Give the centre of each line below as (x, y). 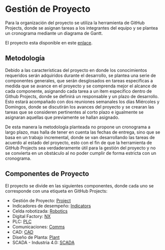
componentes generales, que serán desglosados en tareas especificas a (79, 80)
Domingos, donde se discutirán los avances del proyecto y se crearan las (80, 107)
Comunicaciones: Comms (39, 227)
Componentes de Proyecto (47, 174)
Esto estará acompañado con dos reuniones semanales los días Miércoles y (82, 102)
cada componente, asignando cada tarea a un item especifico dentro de (79, 91)
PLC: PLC (22, 221)
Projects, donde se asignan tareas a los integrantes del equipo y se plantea (82, 28)
